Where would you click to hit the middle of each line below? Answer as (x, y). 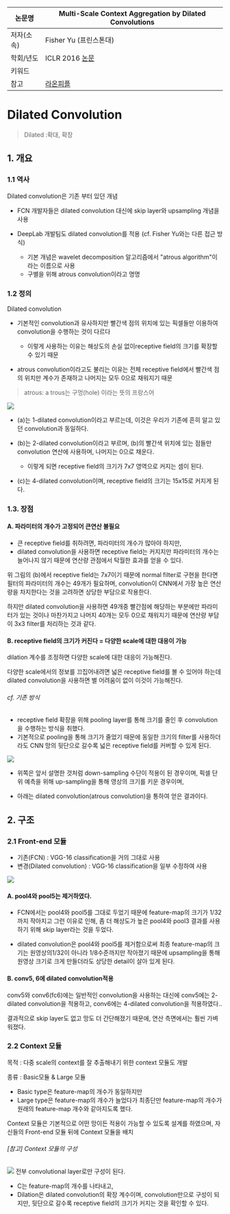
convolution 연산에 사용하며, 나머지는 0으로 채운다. (86, 452)
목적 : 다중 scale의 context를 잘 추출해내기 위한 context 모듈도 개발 (98, 1062)
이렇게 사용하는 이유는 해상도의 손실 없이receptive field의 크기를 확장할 (122, 346)
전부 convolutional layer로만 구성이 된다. (70, 1171)
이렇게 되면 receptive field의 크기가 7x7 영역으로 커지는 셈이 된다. (115, 466)
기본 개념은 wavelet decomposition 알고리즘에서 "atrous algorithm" (119, 257)
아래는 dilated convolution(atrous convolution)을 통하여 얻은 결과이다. (112, 796)
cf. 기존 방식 (23, 697)
